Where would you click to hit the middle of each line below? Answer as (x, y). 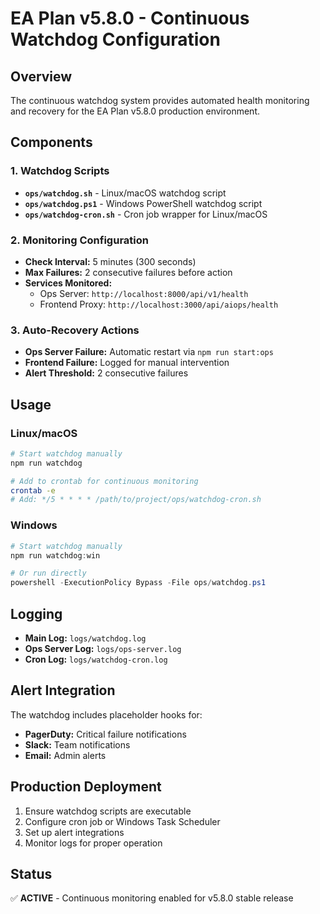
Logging (36, 613)
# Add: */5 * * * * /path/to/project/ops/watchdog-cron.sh (136, 500)
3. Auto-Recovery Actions (75, 330)
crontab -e (33, 490)
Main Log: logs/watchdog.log (85, 638)
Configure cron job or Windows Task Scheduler (122, 821)
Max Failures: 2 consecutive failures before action (128, 272)
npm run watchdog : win (55, 555)
